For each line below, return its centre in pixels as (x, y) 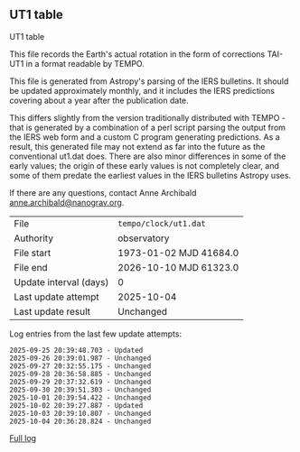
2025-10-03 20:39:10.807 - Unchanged (80, 413)
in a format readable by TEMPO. (85, 63)
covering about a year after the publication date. (99, 100)
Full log (23, 438)
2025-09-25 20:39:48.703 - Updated (76, 350)
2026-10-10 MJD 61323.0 (178, 267)
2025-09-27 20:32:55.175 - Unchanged (80, 366)
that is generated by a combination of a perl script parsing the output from (148, 127)
